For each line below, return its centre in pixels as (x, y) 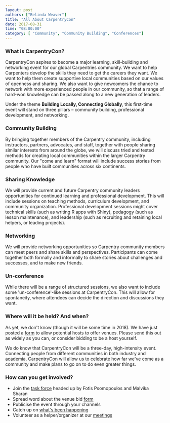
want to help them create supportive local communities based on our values (84, 79)
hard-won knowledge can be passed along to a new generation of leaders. (83, 95)
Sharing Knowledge (30, 179)
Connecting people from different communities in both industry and (75, 353)
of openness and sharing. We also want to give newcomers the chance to (82, 84)
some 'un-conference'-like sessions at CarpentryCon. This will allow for (80, 292)
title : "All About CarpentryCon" (40, 19)
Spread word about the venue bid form (53, 399)
